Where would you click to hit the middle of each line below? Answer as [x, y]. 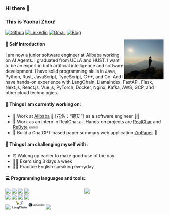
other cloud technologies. [32, 93]
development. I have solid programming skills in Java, [61, 71]
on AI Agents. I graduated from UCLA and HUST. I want [62, 60]
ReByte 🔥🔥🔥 [25, 127]
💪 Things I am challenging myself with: [47, 144]
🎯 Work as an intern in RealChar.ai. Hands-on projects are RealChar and [87, 122]
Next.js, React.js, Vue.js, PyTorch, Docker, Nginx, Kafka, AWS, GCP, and [80, 87]
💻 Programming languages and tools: [46, 178]
